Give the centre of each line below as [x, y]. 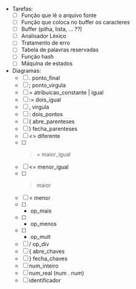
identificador [45, 280]
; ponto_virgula [47, 85]
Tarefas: [23, 9]
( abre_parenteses [52, 121]
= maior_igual [54, 154]
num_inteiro [44, 266]
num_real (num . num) [56, 273]
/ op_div [39, 244]
